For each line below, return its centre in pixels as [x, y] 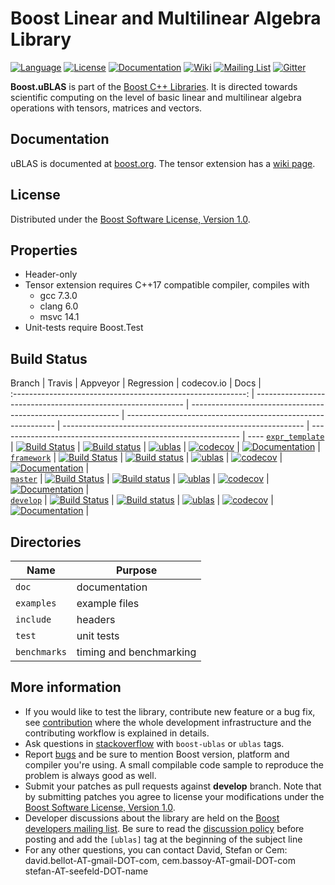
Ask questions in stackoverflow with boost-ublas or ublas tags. [154, 743]
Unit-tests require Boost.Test [84, 328]
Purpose [136, 570]
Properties [44, 250]
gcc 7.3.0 [58, 296]
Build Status [49, 358]
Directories [46, 542]
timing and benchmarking [136, 652]
